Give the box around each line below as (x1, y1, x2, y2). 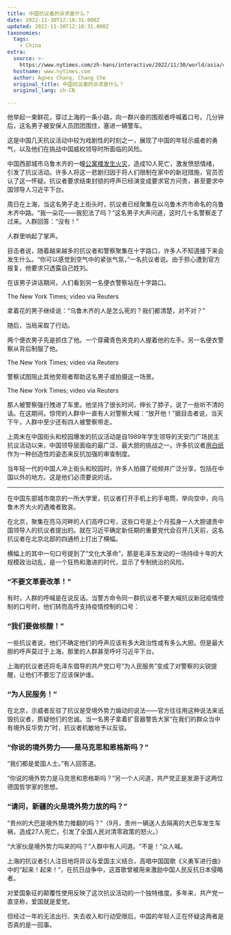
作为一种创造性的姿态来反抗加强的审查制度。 (7, 450, 134, 458)
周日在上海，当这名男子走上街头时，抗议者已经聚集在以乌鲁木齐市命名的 (7, 200, 212, 208)
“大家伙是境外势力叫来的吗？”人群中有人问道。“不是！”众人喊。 (7, 842, 187, 850)
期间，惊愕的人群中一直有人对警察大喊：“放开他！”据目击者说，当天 (30, 409, 223, 417)
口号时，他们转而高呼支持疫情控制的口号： (19, 602, 140, 611)
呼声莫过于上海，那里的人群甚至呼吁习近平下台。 (19, 647, 158, 656)
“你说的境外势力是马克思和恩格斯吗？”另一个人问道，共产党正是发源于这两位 (7, 774, 223, 783)
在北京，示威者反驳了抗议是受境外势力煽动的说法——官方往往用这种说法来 (7, 707, 218, 715)
